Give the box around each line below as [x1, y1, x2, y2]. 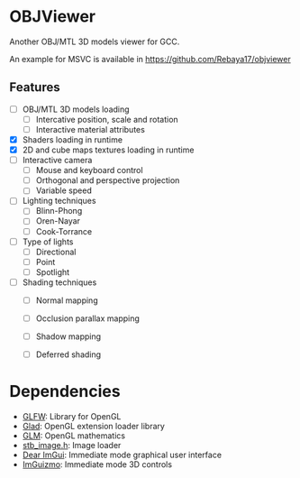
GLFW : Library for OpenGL [22, 411, 122, 422]
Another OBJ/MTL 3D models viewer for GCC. [9, 36, 180, 47]
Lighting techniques [22, 196, 96, 207]
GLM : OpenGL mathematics [22, 430, 126, 441]
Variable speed [35, 185, 92, 196]
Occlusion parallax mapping [35, 313, 140, 324]
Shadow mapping [35, 331, 102, 342]
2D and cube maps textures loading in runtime [22, 144, 195, 155]
